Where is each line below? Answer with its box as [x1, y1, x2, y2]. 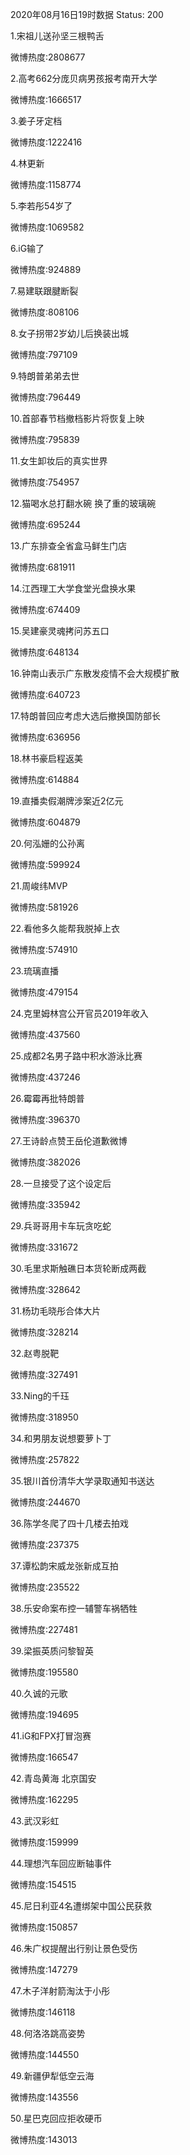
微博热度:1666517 [10, 94, 82, 105]
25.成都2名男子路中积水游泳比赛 [10, 1050, 143, 1062]
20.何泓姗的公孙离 [10, 838, 86, 849]
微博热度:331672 [10, 1241, 79, 1253]
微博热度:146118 [10, 2006, 76, 2018]
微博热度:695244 [10, 519, 82, 530]
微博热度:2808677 [10, 51, 86, 63]
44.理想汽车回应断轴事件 [10, 1858, 112, 1869]
